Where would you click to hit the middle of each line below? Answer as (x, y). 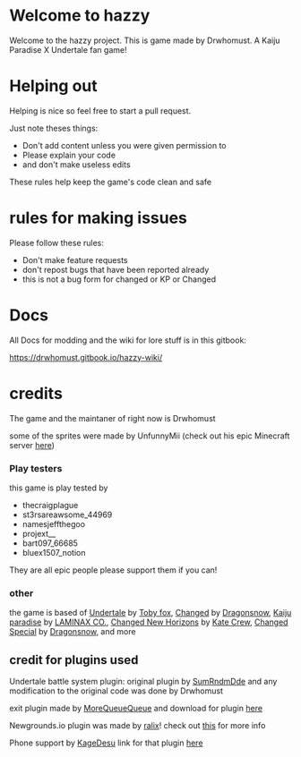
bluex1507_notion (54, 552)
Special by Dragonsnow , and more (73, 632)
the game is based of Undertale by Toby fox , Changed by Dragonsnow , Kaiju (150, 613)
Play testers (36, 468)
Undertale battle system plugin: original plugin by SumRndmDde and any (143, 682)
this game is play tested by (59, 488)
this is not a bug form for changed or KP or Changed (119, 279)
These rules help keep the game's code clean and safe (111, 182)
